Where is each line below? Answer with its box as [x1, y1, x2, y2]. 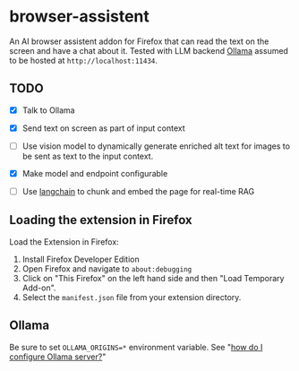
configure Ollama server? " [9, 351, 107, 362]
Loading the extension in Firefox [9, 212, 192, 228]
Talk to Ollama [21, 105, 75, 116]
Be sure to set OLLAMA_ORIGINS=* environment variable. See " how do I [9, 341, 263, 352]
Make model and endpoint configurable [21, 168, 168, 178]
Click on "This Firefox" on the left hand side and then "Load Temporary [21, 272, 285, 283]
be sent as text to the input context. [21, 151, 154, 161]
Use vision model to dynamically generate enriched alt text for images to [21, 141, 291, 151]
